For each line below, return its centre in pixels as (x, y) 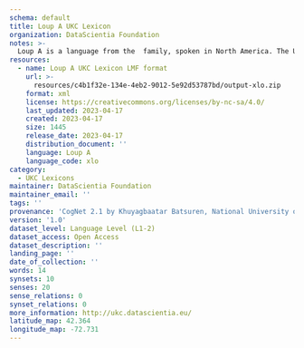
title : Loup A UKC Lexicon (60, 26)
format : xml (48, 93)
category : (28, 169)
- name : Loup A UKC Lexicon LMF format (93, 69)
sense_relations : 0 (46, 295)
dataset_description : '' (56, 246)
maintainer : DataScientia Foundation (81, 187)
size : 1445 (46, 128)
